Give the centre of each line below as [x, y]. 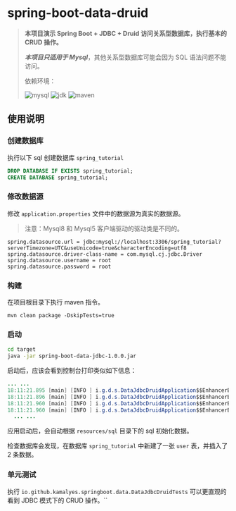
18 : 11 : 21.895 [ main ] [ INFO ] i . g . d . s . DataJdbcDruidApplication [102, 390]
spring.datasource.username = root [59, 260]
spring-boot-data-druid [78, 13]
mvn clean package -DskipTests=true [61, 315]
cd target [22, 350]
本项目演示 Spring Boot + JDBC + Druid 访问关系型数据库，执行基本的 [125, 33]
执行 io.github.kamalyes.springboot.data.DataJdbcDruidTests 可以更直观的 [117, 491]
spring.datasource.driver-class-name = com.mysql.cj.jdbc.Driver [105, 254]
